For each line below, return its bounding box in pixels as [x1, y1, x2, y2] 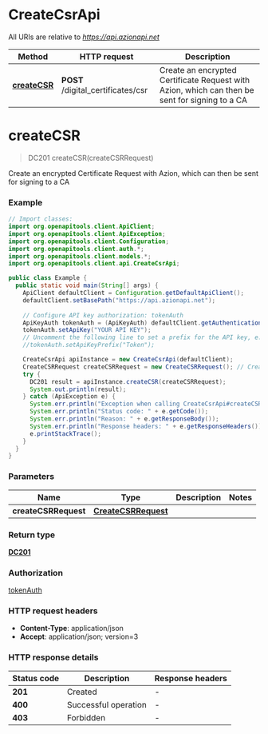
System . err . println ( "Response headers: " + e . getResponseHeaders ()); [29, 422, 266, 430]
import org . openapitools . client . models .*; [8, 252, 152, 261]
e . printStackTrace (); [29, 429, 102, 437]
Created [66, 686, 97, 697]
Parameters [8, 471, 54, 482]
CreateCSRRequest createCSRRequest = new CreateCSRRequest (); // [22, 362, 245, 371]
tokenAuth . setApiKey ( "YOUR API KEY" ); [22, 326, 152, 334]
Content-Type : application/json [19, 624, 124, 633]
